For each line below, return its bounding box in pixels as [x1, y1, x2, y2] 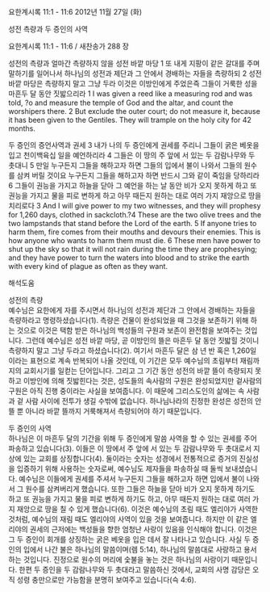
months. [8, 124, 36, 133]
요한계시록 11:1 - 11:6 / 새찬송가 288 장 [8, 41, 129, 51]
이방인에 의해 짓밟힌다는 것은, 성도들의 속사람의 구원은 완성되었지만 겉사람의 [23, 376, 263, 385]
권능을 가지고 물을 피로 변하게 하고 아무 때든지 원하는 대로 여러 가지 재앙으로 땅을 [8, 191, 262, 200]
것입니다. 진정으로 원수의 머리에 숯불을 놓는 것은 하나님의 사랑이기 [23, 555, 230, 564]
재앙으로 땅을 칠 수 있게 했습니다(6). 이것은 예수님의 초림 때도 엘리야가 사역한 [16, 504, 259, 514]
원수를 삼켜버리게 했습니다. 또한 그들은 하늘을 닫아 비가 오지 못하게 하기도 [25, 484, 255, 493]
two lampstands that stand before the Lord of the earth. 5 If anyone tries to [8, 219, 257, 228]
